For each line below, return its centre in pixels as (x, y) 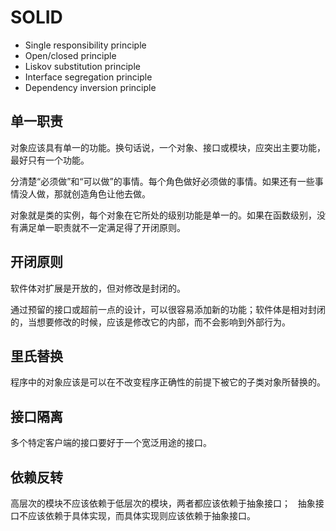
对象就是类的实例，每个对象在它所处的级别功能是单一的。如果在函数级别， (163, 215)
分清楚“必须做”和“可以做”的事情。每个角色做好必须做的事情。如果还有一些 (162, 181)
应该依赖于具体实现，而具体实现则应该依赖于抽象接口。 (141, 515)
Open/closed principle (70, 55)
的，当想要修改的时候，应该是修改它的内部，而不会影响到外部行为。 (150, 322)
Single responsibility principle (85, 45)
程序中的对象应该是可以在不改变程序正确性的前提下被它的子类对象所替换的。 (168, 382)
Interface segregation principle (88, 77)
